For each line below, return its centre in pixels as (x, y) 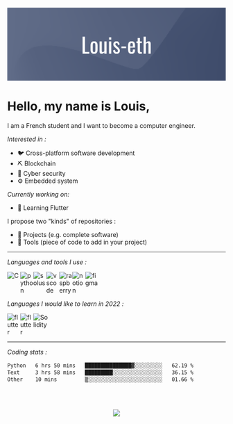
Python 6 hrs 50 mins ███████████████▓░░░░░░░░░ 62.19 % (101, 366)
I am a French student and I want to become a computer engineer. (102, 125)
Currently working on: (38, 194)
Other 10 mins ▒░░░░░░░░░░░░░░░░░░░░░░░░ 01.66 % (101, 380)
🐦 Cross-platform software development (76, 153)
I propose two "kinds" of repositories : (62, 221)
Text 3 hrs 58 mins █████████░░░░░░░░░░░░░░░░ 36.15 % (101, 373)
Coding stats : (27, 352)
